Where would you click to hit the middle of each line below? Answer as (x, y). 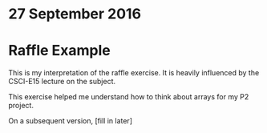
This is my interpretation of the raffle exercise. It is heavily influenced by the (134, 73)
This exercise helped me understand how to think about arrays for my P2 (129, 97)
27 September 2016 (75, 14)
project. (21, 106)
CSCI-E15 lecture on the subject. (62, 82)
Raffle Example (59, 51)
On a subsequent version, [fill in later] (70, 121)
